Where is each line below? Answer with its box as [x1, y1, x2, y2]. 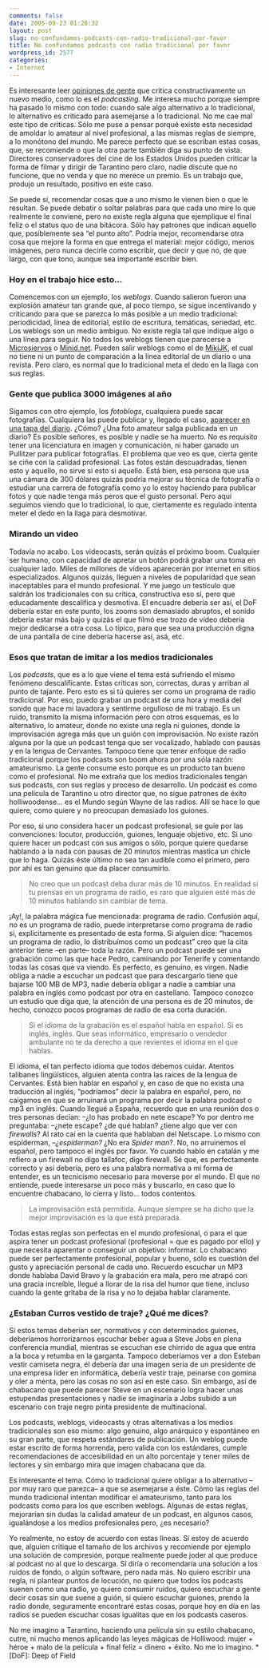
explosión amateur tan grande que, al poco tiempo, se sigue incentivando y [9, 301, 257, 310]
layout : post [9, 26, 53, 34]
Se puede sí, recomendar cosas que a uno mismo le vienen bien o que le [9, 194, 248, 204]
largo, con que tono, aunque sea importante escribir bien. [9, 253, 199, 264]
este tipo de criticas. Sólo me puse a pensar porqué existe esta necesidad [9, 119, 252, 129]
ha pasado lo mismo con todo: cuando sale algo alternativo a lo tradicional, [9, 102, 255, 112]
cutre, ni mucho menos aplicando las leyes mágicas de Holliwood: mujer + [9, 1634, 254, 1643]
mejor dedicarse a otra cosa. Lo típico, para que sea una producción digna [9, 623, 255, 632]
